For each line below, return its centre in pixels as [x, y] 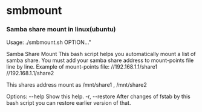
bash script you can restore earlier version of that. [69, 103]
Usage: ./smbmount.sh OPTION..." [49, 42]
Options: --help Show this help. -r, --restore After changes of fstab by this [98, 96]
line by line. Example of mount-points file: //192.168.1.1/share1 [82, 67]
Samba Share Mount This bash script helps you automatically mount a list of [101, 54]
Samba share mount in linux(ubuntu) [61, 30]
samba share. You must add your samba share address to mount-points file [100, 60]
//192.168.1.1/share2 [30, 73]
